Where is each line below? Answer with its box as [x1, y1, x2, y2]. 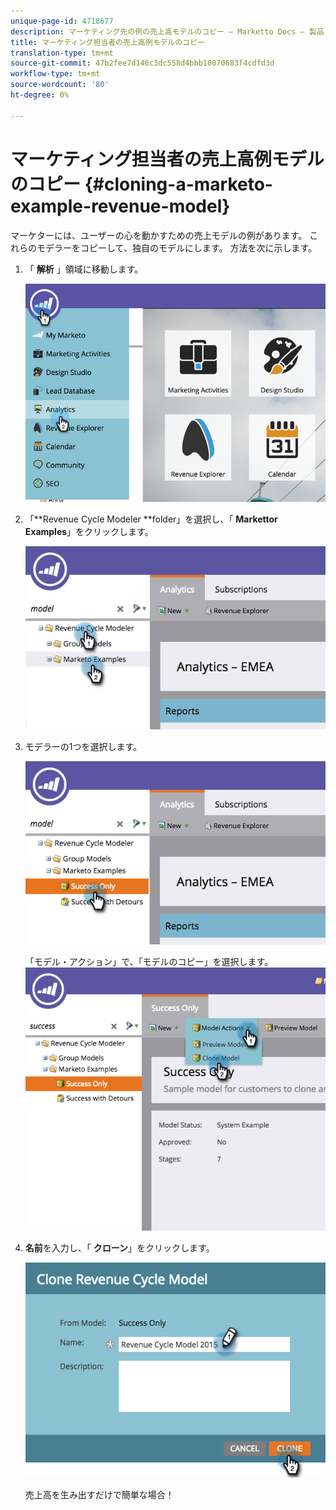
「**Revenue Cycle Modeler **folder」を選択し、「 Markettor [24, 513, 278, 525]
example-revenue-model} [10, 195, 231, 217]
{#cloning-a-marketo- [84, 173, 273, 195]
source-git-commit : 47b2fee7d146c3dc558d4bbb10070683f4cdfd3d [10, 58, 275, 69]
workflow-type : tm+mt [10, 69, 101, 79]
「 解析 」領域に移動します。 [24, 263, 144, 275]
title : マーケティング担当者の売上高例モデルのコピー [10, 37, 205, 47]
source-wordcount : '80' [10, 80, 110, 90]
